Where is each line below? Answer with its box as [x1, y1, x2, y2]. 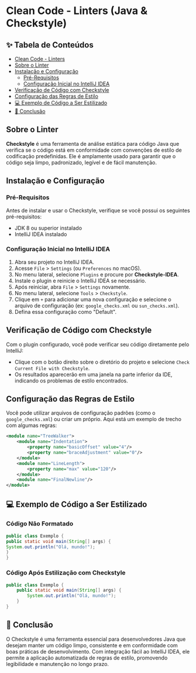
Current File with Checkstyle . [14, 364, 90, 371]
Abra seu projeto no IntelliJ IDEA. [14, 258, 95, 265]
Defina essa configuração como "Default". [14, 308, 117, 315]
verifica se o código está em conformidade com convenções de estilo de [6, 146, 183, 153]
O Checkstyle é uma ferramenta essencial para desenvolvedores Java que [6, 636, 186, 643]
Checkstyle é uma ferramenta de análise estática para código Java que [6, 140, 180, 147]
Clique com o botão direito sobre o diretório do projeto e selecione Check [14, 358, 190, 365]
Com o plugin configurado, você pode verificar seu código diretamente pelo [6, 341, 190, 348]
